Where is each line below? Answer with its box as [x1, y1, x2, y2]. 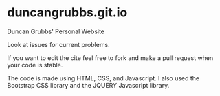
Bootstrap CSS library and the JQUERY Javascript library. [7, 81, 170, 89]
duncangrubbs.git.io [7, 5, 128, 20]
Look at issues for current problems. [7, 40, 110, 48]
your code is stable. [7, 61, 63, 69]
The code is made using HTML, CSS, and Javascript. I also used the [7, 74, 200, 82]
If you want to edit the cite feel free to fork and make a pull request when [7, 53, 214, 62]
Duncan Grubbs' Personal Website [7, 27, 105, 35]
